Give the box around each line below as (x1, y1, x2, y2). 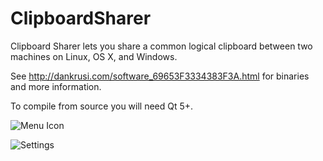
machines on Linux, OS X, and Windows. (10, 50, 178, 62)
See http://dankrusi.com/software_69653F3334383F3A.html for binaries (10, 70, 310, 82)
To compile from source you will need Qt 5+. (10, 100, 194, 112)
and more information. (10, 80, 102, 92)
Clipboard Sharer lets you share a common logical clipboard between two (10, 40, 313, 52)
